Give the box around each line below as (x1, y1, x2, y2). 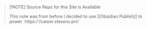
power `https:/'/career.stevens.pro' (9, 19, 80, 24)
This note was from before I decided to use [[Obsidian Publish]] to (9, 14, 143, 19)
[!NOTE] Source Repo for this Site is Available (9, 4, 101, 10)
